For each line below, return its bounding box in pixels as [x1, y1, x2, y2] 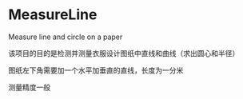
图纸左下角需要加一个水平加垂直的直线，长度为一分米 [8, 65, 184, 75]
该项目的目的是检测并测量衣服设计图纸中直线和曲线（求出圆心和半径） [8, 48, 240, 57]
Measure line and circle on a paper [8, 32, 123, 42]
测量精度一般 [8, 82, 50, 92]
